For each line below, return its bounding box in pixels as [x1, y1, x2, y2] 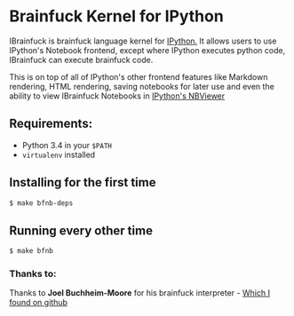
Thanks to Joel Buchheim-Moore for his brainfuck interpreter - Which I [9, 288, 271, 298]
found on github [9, 297, 68, 308]
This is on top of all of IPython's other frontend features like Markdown [9, 71, 268, 82]
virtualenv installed [21, 149, 96, 160]
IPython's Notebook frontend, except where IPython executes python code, [9, 44, 286, 55]
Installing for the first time [9, 175, 156, 190]
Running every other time [9, 223, 154, 238]
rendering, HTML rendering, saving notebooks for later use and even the [9, 81, 275, 91]
